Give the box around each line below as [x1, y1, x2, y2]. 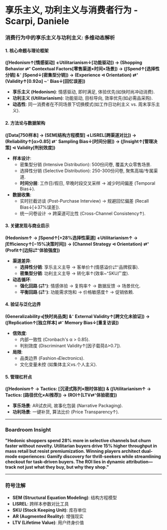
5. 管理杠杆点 [5, 374, 32, 380]
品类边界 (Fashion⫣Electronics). [19, 355, 84, 361]
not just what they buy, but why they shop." [17, 464, 109, 470]
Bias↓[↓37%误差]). [19, 204, 61, 210]
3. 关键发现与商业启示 [5, 223, 50, 229]
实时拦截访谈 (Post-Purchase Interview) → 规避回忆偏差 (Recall [19, 198, 149, 204]
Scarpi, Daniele [5, 15, 70, 27]
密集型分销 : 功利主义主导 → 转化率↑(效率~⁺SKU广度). [19, 270, 129, 276]
